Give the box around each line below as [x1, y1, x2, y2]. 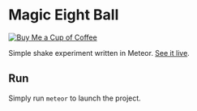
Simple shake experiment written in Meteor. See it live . [8, 48, 191, 58]
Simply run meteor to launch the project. [8, 93, 142, 103]
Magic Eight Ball [8, 6, 119, 24]
